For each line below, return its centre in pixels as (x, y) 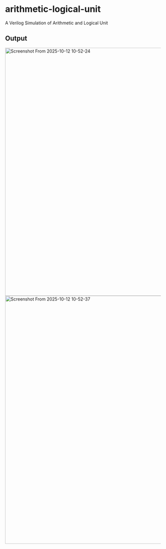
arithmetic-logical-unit (53, 9)
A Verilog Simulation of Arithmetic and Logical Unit (57, 23)
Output (16, 38)
